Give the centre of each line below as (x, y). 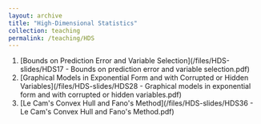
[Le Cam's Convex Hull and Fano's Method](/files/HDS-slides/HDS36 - (137, 103)
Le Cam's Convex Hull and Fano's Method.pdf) (97, 112)
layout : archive (35, 16)
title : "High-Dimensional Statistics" (73, 23)
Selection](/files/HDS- (193, 61)
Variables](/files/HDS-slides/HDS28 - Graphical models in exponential (135, 86)
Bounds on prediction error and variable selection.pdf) (160, 70)
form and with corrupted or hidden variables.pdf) (101, 95)
